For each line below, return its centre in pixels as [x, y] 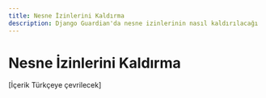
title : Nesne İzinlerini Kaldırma [67, 16]
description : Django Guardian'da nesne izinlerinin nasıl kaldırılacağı [133, 23]
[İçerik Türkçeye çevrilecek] [55, 85]
